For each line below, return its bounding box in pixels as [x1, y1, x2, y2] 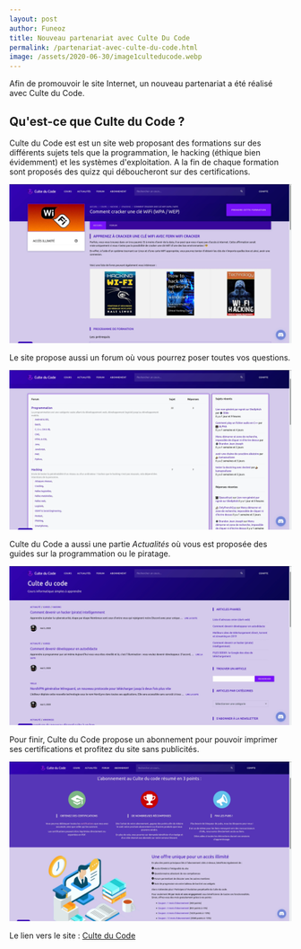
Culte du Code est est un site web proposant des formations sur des [9, 137, 262, 148]
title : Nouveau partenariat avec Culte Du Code [9, 33, 191, 42]
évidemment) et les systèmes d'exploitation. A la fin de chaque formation [9, 156, 279, 167]
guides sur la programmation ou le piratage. [9, 548, 171, 559]
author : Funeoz [9, 23, 66, 33]
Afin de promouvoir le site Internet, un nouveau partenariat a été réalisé [9, 78, 273, 89]
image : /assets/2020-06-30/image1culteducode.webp [9, 52, 202, 62]
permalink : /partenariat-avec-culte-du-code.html [9, 43, 199, 52]
